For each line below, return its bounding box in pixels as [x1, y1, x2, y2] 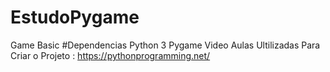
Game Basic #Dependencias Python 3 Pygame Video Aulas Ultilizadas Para [10, 39, 321, 51]
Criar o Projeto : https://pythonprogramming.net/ [10, 49, 211, 61]
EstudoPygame [10, 6, 140, 29]
